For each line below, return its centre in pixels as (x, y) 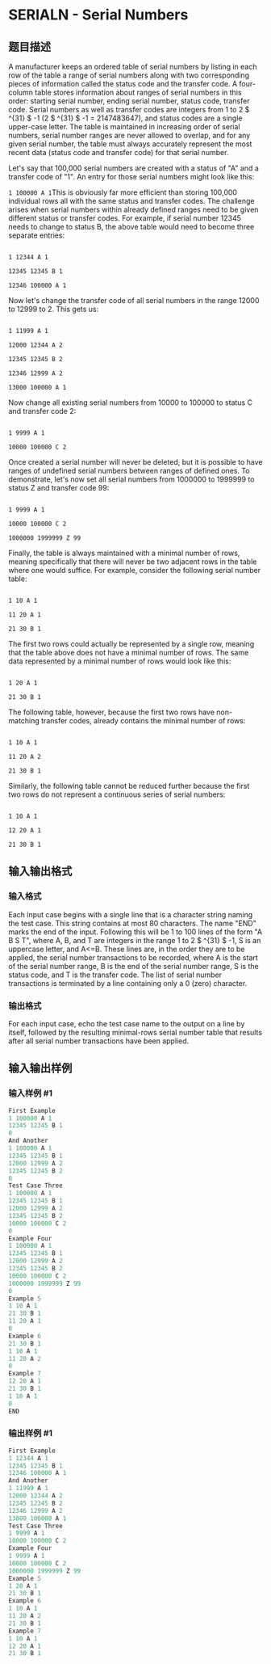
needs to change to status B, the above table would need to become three (131, 227)
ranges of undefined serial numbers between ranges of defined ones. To (129, 471)
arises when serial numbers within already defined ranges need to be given (133, 209)
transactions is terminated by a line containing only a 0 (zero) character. (128, 983)
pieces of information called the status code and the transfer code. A (123, 84)
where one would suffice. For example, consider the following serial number (135, 570)
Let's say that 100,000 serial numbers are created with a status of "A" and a (134, 168)
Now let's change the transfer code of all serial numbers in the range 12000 (134, 300)
